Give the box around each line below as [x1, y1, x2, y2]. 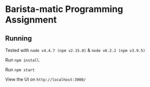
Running [5, 34, 32, 42]
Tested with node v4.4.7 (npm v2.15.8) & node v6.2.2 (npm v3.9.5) [5, 47, 145, 53]
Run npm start [5, 66, 35, 72]
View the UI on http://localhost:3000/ [5, 76, 86, 82]
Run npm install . [5, 57, 41, 63]
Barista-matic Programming [5, 3, 123, 15]
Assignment [5, 14, 57, 25]
